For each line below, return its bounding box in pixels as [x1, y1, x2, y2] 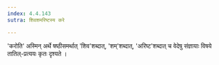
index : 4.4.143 [7, 10, 51, 17]
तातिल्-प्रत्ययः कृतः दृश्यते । [7, 49, 67, 57]
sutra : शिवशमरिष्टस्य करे [7, 17, 65, 24]
